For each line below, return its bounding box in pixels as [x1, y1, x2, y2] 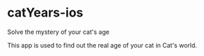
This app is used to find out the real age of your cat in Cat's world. [7, 41, 197, 49]
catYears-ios [7, 5, 84, 21]
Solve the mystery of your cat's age [7, 28, 110, 36]
